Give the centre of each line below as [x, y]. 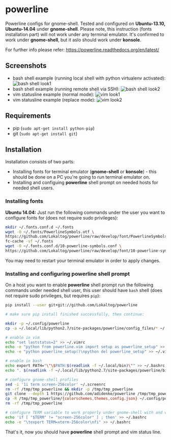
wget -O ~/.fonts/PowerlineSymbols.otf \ [50, 232]
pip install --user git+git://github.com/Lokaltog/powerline [72, 305]
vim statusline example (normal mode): [53, 94]
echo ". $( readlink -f [29, 370]
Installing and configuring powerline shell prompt [67, 274]
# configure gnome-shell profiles [42, 380]
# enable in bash [24, 361]
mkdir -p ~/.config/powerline [37, 323]
